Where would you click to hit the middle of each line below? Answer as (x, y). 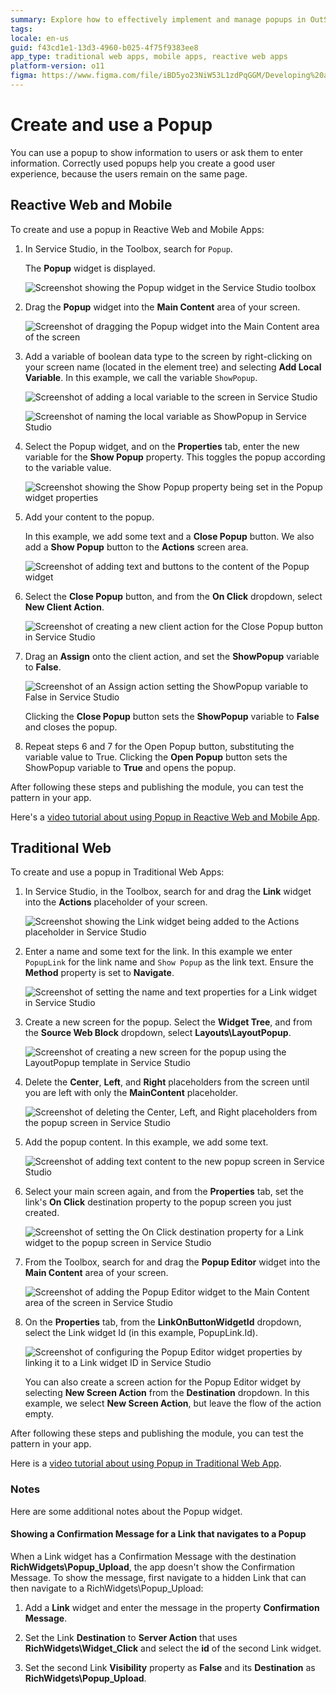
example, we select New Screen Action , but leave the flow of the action (173, 1403)
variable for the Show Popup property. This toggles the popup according (175, 457)
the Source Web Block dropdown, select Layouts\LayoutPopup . (158, 1033)
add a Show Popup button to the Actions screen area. (136, 547)
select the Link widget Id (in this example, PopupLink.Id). (141, 1333)
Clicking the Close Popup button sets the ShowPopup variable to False (172, 716)
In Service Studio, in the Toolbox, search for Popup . (128, 248)
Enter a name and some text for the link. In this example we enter (158, 952)
